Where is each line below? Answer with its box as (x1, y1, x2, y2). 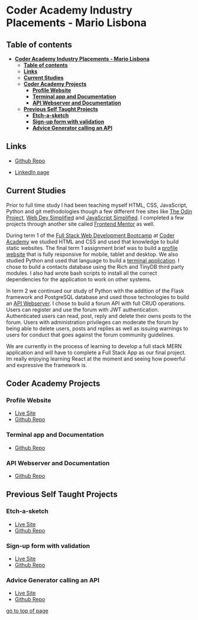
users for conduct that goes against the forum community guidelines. (6, 331, 175, 338)
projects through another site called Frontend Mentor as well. (6, 220, 155, 228)
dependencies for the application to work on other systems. (6, 275, 152, 283)
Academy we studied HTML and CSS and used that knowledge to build (6, 238, 179, 245)
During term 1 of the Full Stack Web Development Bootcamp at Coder (6, 232, 175, 239)
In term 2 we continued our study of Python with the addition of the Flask (6, 287, 184, 294)
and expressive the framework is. (6, 361, 87, 368)
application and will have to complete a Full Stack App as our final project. (6, 349, 186, 356)
